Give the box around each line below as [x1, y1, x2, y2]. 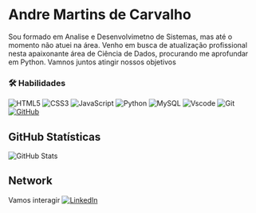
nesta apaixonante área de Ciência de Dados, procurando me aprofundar [8, 48, 249, 58]
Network [8, 174, 53, 188]
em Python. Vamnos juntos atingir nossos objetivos [8, 57, 177, 67]
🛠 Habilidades [8, 77, 66, 88]
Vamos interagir [8, 195, 61, 204]
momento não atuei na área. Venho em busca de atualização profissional [8, 40, 248, 49]
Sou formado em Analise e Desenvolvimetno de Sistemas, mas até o [8, 32, 233, 41]
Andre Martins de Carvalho [8, 6, 191, 24]
